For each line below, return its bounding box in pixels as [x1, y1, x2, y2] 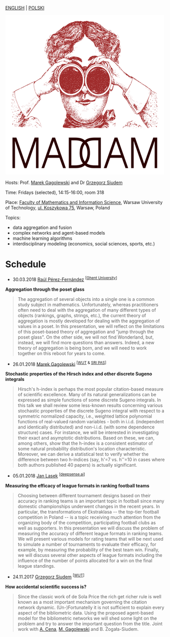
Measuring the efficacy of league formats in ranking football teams [5, 482, 150, 489]
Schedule [5, 259, 47, 270]
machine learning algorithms [12, 235, 73, 241]
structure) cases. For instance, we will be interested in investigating [17, 429, 159, 436]
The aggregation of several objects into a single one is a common [17, 296, 155, 302]
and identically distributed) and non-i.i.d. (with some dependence [17, 424, 155, 430]
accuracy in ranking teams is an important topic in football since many [17, 498, 164, 504]
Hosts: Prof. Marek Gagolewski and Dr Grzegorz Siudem [5, 180, 123, 186]
